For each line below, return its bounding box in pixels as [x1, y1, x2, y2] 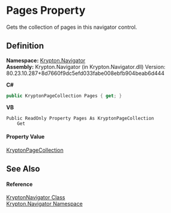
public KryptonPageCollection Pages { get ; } [6, 92, 122, 99]
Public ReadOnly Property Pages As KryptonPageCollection [6, 115, 154, 121]
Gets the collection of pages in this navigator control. [6, 23, 137, 31]
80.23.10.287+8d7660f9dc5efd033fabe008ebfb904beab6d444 [6, 70, 165, 77]
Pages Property [6, 4, 86, 17]
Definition [6, 41, 44, 51]
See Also [6, 164, 40, 174]
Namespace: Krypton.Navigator [6, 56, 86, 64]
